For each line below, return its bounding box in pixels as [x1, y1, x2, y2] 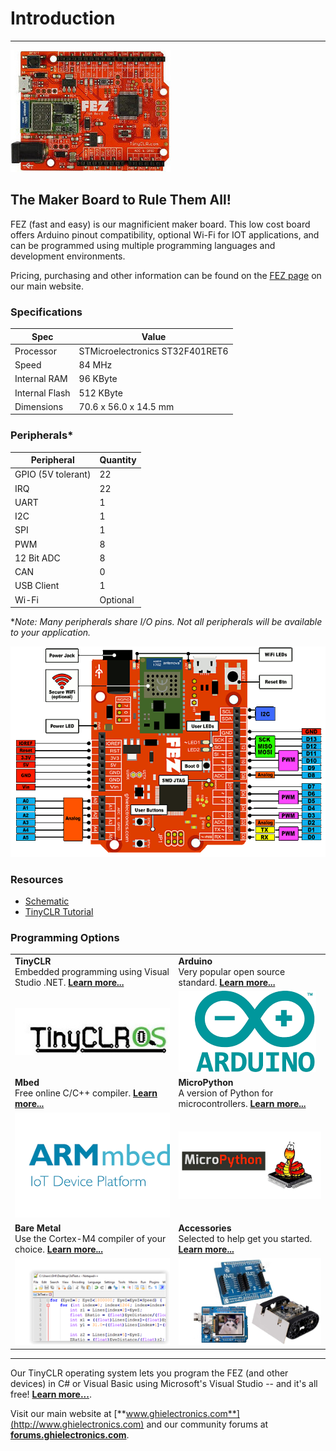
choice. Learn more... [14, 1243, 103, 1256]
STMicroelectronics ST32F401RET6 [78, 345, 229, 357]
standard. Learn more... [178, 976, 276, 988]
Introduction [10, 7, 116, 30]
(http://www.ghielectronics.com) [10, 1418, 145, 1431]
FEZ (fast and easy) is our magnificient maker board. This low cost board [10, 218, 311, 230]
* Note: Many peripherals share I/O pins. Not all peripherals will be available [10, 616, 323, 628]
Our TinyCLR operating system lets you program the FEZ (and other [10, 1367, 289, 1379]
